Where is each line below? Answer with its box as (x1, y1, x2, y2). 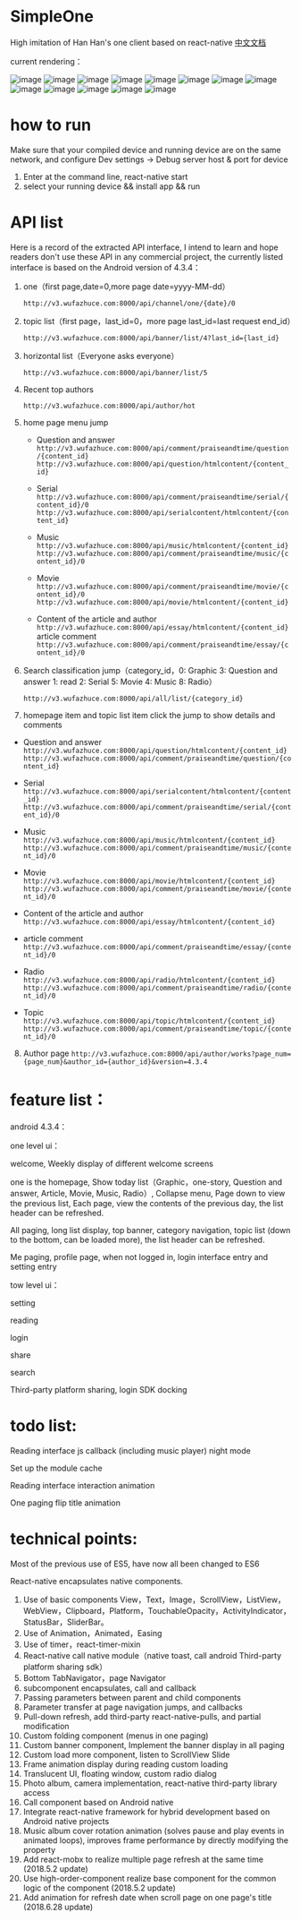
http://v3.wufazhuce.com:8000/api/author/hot (22, 401, 196, 410)
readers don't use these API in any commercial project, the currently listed (10, 251, 284, 262)
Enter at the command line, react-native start (22, 171, 188, 182)
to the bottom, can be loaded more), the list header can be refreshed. (10, 1234, 265, 1245)
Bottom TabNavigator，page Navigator (22, 1672, 166, 1683)
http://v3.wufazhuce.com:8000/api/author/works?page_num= (71, 1050, 292, 1059)
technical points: (10, 1529, 137, 1548)
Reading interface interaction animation (10, 1479, 155, 1490)
